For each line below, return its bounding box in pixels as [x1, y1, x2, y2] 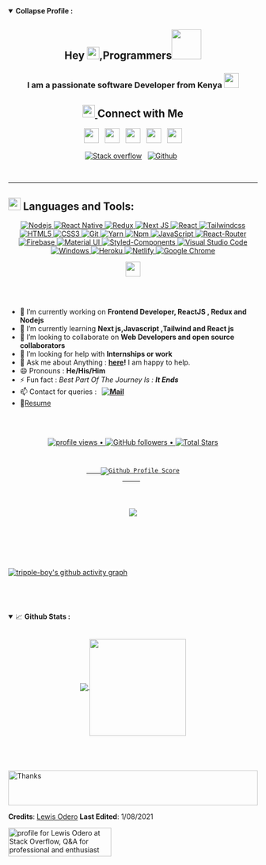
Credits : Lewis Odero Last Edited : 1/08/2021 [8, 812, 154, 821]
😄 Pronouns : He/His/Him [19, 365, 106, 375]
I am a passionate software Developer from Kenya [27, 79, 222, 91]
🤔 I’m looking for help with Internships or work [19, 349, 173, 358]
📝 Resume [19, 398, 51, 407]
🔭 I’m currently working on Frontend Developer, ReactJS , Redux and [19, 307, 247, 316]
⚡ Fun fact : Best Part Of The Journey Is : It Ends [19, 375, 179, 384]
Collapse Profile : [15, 6, 74, 15]
